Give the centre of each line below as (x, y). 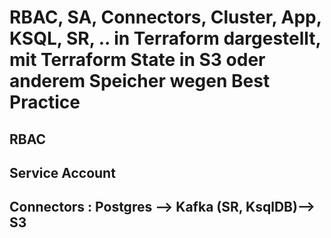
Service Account (62, 172)
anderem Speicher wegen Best (140, 81)
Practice (45, 102)
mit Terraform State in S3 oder (137, 60)
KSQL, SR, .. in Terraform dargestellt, (165, 38)
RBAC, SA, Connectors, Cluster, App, (165, 17)
